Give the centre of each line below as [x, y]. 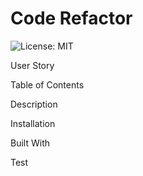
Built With [30, 143]
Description [34, 104]
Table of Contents [47, 84]
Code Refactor [71, 18]
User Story [32, 65]
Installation [33, 123]
